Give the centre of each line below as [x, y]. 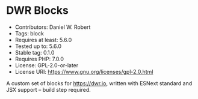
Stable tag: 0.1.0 [35, 52]
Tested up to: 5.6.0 [38, 46]
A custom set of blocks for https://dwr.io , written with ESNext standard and [99, 83]
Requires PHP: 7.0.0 [39, 59]
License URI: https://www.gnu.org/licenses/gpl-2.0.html [84, 71]
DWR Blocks [38, 10]
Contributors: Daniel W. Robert [53, 27]
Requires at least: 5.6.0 [43, 40]
